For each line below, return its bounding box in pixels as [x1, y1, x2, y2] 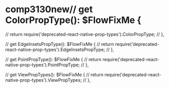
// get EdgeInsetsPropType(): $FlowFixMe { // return [5, 41, 115, 47]
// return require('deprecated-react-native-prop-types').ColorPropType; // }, [5, 31, 164, 37]
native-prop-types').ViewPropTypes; [5, 77, 82, 83]
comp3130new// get [5, 4, 93, 15]
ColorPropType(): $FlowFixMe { [5, 14, 142, 26]
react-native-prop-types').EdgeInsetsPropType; [5, 46, 105, 52]
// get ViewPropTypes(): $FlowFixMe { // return [5, 71, 103, 77]
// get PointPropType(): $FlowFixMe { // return [5, 56, 102, 62]
